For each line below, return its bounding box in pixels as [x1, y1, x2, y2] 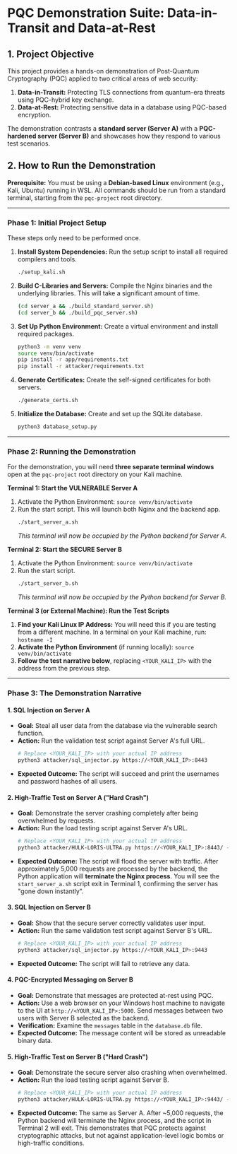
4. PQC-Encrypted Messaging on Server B [7, 975, 134, 984]
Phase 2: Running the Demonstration [7, 447, 136, 457]
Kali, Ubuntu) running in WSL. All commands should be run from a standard [7, 186, 226, 194]
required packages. [17, 329, 75, 338]
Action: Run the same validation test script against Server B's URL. [17, 926, 212, 935]
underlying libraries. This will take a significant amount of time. [17, 288, 200, 298]
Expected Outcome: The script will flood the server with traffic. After [17, 856, 219, 865]
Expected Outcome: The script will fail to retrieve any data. [17, 959, 190, 967]
